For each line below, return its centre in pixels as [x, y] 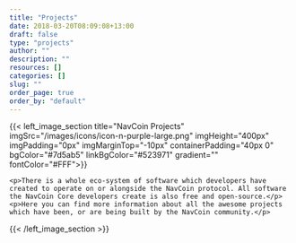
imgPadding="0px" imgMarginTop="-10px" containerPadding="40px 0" [142, 145]
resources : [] [36, 68]
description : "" [39, 59]
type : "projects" [42, 43]
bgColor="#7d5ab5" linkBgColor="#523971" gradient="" [114, 155]
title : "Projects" [44, 17]
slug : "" [26, 84]
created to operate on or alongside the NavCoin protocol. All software [148, 189]
